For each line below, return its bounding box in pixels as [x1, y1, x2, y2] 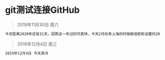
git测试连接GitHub [5, 4, 80, 16]
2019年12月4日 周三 [17, 41, 57, 47]
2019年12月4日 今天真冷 [5, 51, 49, 56]
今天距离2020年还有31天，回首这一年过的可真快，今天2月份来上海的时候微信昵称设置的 [5, 31, 156, 36]
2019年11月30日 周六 [17, 22, 59, 28]
